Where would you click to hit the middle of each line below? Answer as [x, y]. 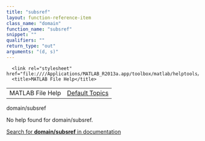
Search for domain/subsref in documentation [64, 131]
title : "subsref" [28, 12]
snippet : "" [21, 35]
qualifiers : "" [26, 40]
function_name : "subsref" [39, 29]
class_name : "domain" [34, 23]
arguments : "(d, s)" [33, 52]
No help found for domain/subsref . [50, 120]
